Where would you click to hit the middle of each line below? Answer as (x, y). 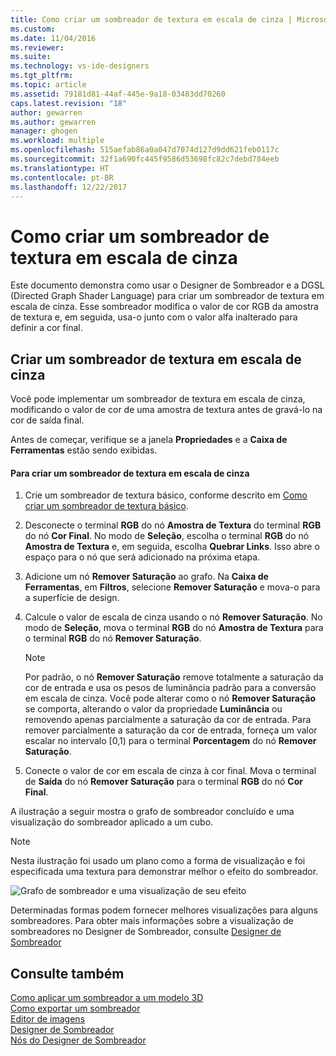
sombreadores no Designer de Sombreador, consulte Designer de (146, 932)
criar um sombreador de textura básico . (106, 506)
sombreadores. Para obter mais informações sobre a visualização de (152, 921)
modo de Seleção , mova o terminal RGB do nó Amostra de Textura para (174, 628)
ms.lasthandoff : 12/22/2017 (69, 187)
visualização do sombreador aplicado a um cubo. (112, 822)
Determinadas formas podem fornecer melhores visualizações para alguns (164, 910)
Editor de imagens (48, 1019)
